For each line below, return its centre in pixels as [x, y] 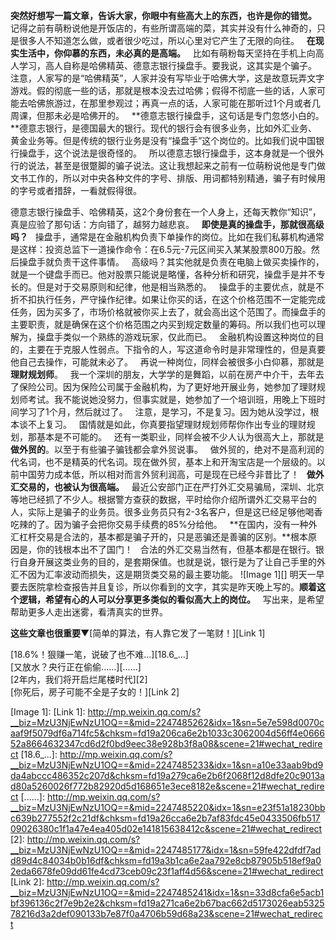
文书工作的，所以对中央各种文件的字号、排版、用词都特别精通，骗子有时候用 [168, 178]
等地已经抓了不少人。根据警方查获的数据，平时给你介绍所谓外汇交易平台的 [163, 499]
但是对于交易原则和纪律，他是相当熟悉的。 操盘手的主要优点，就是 [176, 287]
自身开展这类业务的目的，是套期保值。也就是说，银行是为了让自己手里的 [167, 562]
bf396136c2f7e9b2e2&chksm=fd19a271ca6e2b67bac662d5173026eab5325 [167, 903]
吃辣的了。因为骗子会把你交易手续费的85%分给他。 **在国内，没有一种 [159, 524]
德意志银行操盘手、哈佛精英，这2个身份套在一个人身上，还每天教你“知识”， [166, 212]
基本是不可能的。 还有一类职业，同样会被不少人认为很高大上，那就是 [180, 437]
